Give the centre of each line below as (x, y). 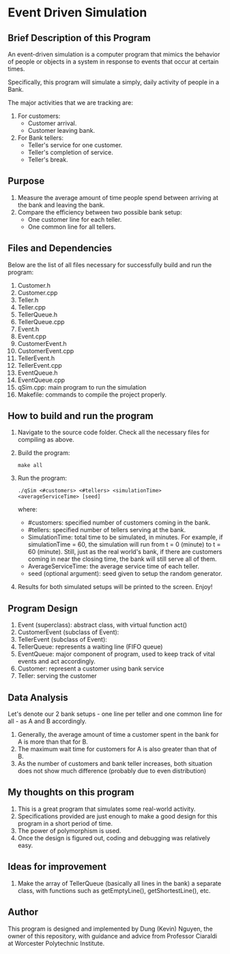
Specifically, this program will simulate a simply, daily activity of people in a (114, 82)
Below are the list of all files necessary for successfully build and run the (110, 264)
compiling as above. (46, 440)
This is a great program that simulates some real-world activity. (106, 809)
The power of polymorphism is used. (69, 831)
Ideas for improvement (57, 867)
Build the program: (44, 453)
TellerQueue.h (38, 314)
